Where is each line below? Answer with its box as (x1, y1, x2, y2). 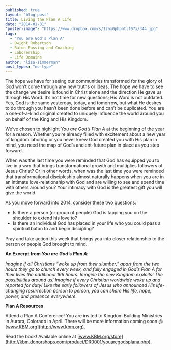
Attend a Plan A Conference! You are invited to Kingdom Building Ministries (5, 313, 163, 319)
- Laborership (10, 50, 40, 55)
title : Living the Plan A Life (5, 17, 72, 22)
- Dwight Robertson (10, 41, 51, 46)
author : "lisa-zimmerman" (5, 60, 60, 65)
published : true (5, 7, 40, 13)
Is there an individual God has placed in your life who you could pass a (12, 220, 161, 226)
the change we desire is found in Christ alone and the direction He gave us (5, 89, 162, 95)
